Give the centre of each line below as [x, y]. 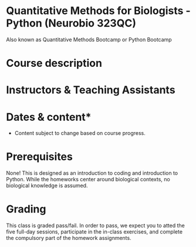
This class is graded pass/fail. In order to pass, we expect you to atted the [95, 226]
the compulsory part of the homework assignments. [69, 238]
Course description [54, 63]
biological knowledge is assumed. [47, 185]
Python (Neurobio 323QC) [71, 23]
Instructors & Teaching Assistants [91, 90]
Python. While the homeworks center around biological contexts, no [88, 180]
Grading [26, 209]
